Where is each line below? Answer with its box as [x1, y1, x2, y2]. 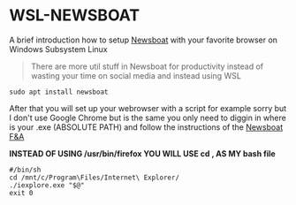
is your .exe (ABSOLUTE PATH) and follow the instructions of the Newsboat [9, 121, 284, 133]
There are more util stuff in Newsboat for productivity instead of [30, 61, 264, 72]
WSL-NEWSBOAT [9, 5, 140, 26]
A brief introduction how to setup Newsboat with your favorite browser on [9, 34, 278, 45]
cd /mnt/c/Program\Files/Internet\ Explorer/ [9, 173, 179, 182]
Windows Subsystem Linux [9, 43, 108, 54]
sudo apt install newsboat [9, 87, 109, 96]
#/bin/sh [9, 165, 42, 174]
